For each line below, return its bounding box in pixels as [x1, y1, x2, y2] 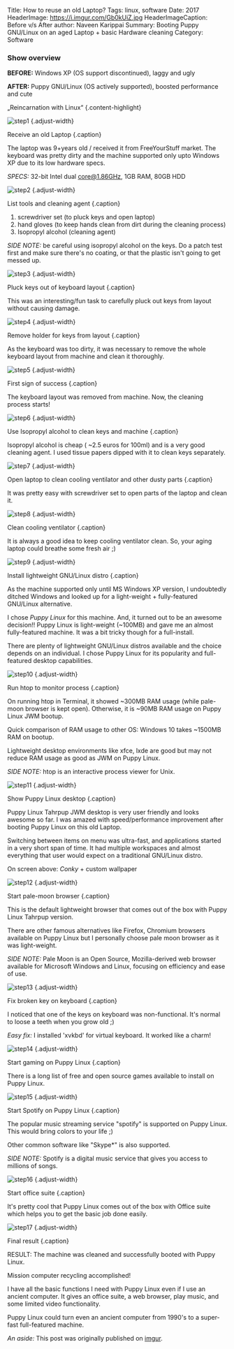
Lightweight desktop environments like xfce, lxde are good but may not [7, 747, 212, 755]
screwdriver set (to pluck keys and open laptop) [17, 213, 156, 221]
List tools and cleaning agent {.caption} [7, 199, 121, 208]
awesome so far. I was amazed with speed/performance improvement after [7, 815, 224, 824]
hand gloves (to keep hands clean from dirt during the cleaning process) [17, 220, 226, 229]
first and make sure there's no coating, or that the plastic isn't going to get [7, 249, 221, 257]
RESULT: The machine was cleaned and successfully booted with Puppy [7, 1250, 216, 1259]
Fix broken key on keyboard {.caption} [7, 997, 117, 1005]
